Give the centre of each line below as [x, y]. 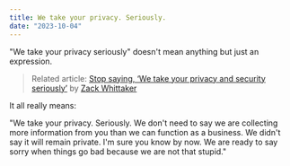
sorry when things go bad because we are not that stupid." [118, 151]
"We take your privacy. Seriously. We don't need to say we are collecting [144, 123]
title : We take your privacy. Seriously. [88, 17]
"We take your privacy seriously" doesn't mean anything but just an [134, 51]
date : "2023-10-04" [46, 26]
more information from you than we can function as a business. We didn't [145, 132]
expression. [31, 61]
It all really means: [43, 105]
